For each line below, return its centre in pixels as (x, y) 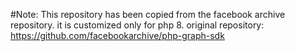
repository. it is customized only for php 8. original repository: (137, 25)
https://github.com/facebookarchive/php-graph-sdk (117, 35)
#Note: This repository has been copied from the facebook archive (148, 14)
